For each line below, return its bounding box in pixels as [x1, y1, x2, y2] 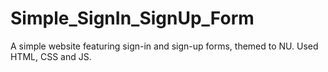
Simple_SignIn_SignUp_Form [10, 7, 255, 30]
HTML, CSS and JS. [10, 50, 92, 62]
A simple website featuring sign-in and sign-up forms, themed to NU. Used [10, 40, 319, 52]
